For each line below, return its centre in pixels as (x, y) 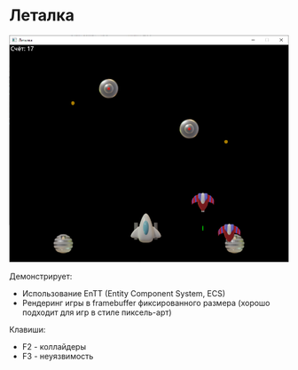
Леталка (42, 16)
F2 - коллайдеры (54, 346)
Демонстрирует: (41, 276)
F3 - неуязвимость (58, 356)
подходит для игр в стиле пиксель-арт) (97, 312)
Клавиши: (27, 329)
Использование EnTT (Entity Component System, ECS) (124, 293)
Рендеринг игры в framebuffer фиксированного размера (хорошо (146, 303)
